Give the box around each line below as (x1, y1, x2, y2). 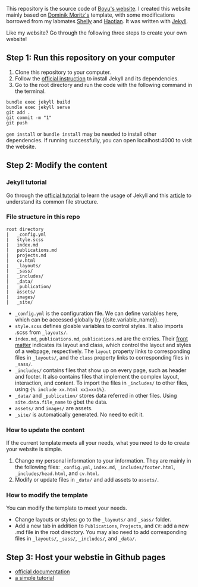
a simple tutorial (14, 574, 55, 582)
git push (6, 120, 28, 126)
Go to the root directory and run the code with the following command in (14, 81, 192, 88)
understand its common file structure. (6, 198, 99, 205)
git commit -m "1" (6, 114, 52, 121)
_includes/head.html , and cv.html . (14, 470, 100, 477)
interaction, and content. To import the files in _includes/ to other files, (14, 379, 188, 386)
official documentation (14, 568, 70, 575)
